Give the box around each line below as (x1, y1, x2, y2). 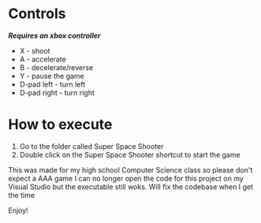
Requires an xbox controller (8, 31, 101, 40)
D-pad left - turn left (19, 80, 85, 89)
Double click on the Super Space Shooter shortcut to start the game (19, 150, 240, 159)
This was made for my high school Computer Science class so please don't (8, 165, 253, 174)
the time (8, 190, 35, 199)
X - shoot (19, 46, 50, 55)
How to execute (8, 116, 113, 134)
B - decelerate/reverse (19, 62, 94, 72)
